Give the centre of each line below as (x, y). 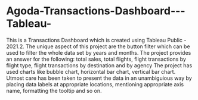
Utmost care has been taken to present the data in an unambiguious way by (99, 78)
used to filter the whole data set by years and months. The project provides (99, 52)
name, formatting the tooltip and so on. (54, 90)
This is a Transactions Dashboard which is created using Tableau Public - (96, 40)
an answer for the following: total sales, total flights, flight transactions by (96, 59)
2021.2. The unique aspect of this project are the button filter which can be (98, 46)
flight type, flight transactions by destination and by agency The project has (99, 65)
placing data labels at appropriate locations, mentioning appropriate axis (95, 84)
